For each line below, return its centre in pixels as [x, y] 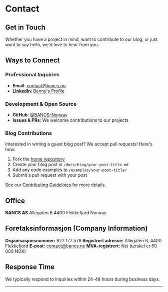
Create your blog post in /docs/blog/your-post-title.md [70, 165]
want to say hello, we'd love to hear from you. [52, 45]
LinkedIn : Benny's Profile [38, 91]
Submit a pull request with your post [50, 175]
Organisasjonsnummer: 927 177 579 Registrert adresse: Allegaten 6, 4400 [83, 240]
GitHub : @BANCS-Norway [40, 115]
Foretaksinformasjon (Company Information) [76, 229]
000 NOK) [16, 251]
